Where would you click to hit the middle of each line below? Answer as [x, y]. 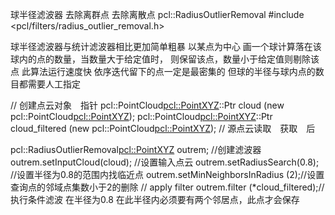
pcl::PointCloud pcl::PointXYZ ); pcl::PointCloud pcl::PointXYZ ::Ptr [141, 116]
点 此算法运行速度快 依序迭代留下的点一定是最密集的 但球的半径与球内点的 [163, 71]
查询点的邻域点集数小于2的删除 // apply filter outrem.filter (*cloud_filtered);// [167, 187]
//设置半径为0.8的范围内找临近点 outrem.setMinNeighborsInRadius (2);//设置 [167, 174]
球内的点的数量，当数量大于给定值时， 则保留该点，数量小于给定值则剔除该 [165, 59]
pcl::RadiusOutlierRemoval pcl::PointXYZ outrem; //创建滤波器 [136, 149]
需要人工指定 [54, 84]
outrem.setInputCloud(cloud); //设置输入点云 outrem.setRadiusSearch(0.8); [165, 162]
